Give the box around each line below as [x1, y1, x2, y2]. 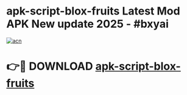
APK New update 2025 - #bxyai [6, 17, 169, 31]
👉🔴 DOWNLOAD [6, 59, 93, 73]
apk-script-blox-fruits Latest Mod [6, 4, 181, 18]
